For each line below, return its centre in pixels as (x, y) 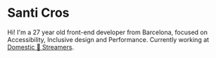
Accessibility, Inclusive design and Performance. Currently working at (108, 39)
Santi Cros (38, 13)
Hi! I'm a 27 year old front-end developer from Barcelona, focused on (107, 32)
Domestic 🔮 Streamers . (41, 47)
